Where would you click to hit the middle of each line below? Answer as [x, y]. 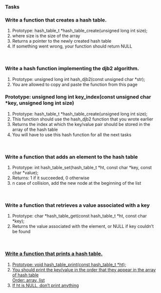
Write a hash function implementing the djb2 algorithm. [72, 69]
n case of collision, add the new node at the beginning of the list [77, 183]
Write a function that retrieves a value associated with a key [78, 205]
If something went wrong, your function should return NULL [72, 46]
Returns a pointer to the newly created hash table [62, 41]
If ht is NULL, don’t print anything [45, 285]
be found [21, 232]
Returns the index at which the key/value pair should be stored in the [81, 124]
